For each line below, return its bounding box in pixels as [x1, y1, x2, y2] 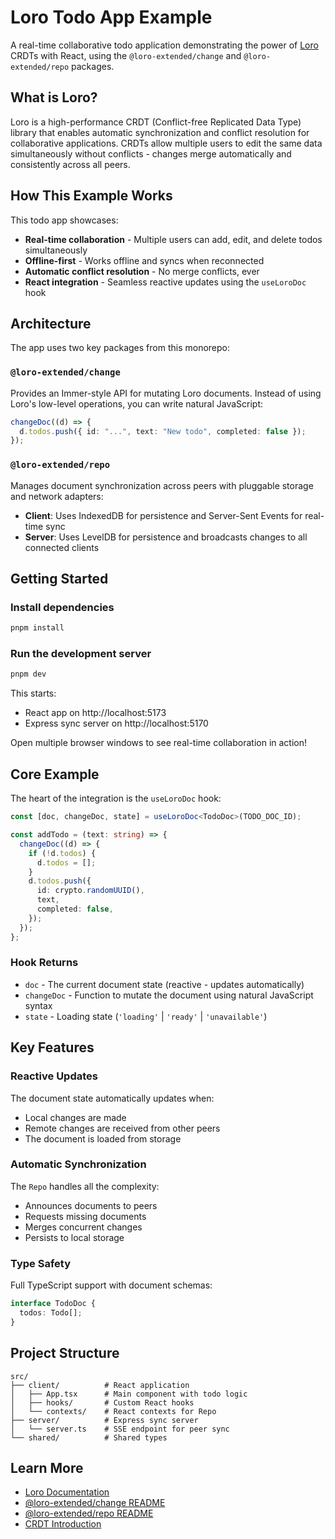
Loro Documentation [24, 1486, 110, 1498]
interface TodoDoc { [10, 1299, 97, 1309]
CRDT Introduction [24, 1518, 102, 1530]
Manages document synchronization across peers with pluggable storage [10, 479, 314, 491]
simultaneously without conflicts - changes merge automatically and [10, 147, 292, 160]
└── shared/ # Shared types [10, 1432, 168, 1443]
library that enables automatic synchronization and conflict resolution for [10, 126, 310, 138]
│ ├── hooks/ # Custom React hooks [10, 1397, 195, 1408]
